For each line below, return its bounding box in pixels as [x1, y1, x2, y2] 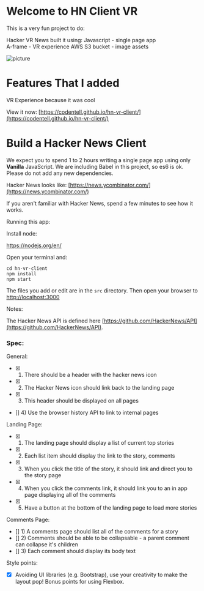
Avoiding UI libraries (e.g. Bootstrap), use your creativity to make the [15, 571, 188, 579]
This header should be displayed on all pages [24, 397, 139, 404]
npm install [6, 270, 37, 277]
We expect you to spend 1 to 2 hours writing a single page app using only [6, 156, 191, 163]
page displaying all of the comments [24, 491, 116, 499]
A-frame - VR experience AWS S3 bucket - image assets [6, 43, 149, 50]
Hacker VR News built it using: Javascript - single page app [6, 36, 156, 43]
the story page [24, 472, 62, 479]
